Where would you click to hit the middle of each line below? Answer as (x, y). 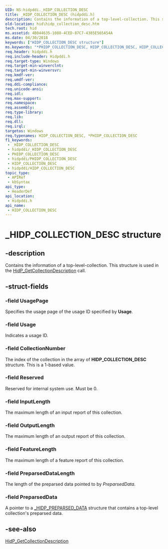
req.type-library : (24, 112)
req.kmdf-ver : (20, 75)
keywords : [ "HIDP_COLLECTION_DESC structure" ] (54, 43)
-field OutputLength (30, 425)
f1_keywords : (19, 140)
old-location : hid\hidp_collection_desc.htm (52, 24)
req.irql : (15, 126)
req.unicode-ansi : (24, 89)
